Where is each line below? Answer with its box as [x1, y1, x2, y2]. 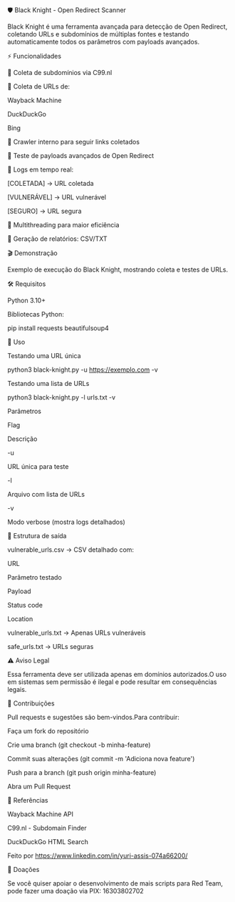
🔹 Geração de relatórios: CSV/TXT [7, 234, 108, 243]
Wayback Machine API [7, 810, 73, 818]
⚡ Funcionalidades [7, 52, 62, 60]
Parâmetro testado [7, 573, 62, 581]
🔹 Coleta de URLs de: [7, 82, 70, 91]
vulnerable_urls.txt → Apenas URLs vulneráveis [7, 628, 146, 637]
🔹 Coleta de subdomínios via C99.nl [7, 69, 113, 76]
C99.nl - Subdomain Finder [7, 824, 87, 832]
